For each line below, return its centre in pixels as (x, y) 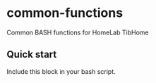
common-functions (65, 13)
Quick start (32, 55)
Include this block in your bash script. (61, 71)
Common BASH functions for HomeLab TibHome (78, 32)
